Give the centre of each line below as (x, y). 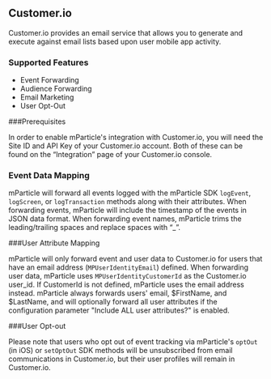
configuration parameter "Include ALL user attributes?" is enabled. (119, 310)
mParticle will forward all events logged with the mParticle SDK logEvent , (130, 193)
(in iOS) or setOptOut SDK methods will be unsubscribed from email (121, 351)
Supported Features (49, 62)
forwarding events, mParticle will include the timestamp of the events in (127, 211)
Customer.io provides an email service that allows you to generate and (126, 32)
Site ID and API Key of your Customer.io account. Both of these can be (126, 146)
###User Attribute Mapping (54, 243)
